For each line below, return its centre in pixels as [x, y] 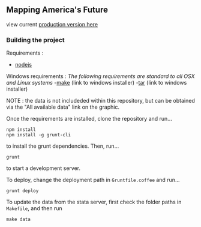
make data [19, 219]
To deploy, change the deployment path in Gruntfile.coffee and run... [93, 180]
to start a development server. [43, 168]
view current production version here [52, 24]
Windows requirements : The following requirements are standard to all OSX [100, 76]
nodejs [23, 65]
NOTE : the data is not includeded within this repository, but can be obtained [100, 101]
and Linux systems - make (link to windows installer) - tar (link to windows [97, 83]
